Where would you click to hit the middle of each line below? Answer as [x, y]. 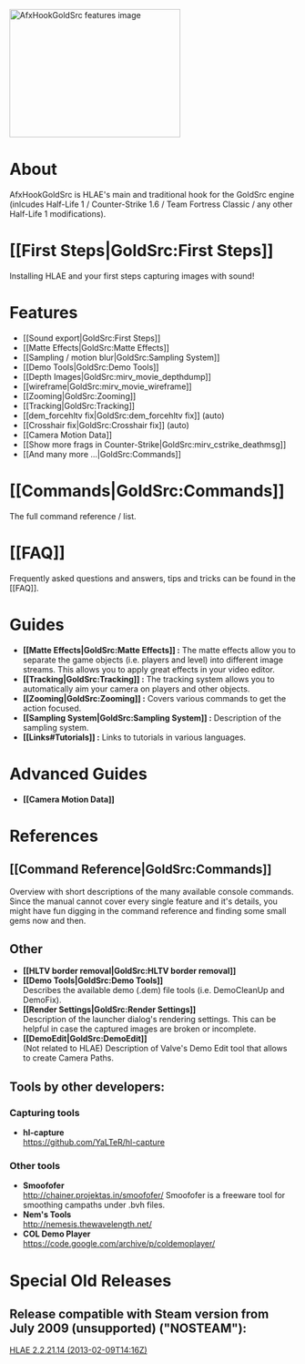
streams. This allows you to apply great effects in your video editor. [149, 669]
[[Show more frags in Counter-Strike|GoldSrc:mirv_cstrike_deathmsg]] [154, 444]
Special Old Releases [91, 1281]
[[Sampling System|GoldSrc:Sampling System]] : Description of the [152, 718]
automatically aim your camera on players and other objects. [136, 689]
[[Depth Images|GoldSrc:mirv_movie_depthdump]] [117, 376]
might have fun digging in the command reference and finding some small [148, 910]
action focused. [52, 708]
